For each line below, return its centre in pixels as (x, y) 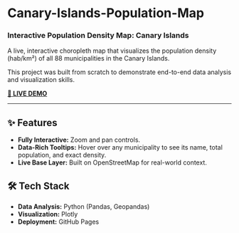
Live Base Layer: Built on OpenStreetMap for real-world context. (112, 162)
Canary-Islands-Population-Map (106, 13)
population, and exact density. (62, 155)
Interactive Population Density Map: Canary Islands (98, 36)
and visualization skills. (41, 80)
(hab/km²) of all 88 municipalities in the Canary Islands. (89, 58)
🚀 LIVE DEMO (27, 93)
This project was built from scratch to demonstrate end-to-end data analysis (119, 72)
